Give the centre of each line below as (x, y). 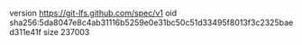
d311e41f (26, 32)
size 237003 (67, 32)
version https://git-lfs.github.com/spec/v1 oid (93, 13)
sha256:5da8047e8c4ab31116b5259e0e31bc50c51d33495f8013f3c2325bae (151, 22)
